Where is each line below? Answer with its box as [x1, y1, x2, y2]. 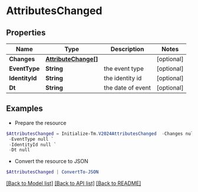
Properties [6, 28, 46, 38]
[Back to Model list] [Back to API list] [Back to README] [6, 180, 141, 187]
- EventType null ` [8, 136, 54, 142]
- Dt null [8, 147, 31, 153]
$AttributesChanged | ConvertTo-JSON [6, 169, 99, 175]
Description [110, 45, 144, 53]
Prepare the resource [14, 119, 67, 126]
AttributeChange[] [45, 55, 98, 63]
